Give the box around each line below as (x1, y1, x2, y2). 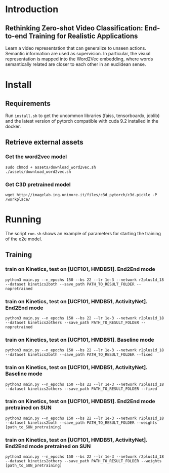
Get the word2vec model (5, 153, 67, 160)
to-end (5, 31, 28, 40)
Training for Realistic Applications (28, 31, 138, 40)
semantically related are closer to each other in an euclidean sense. (5, 61, 146, 67)
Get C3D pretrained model (5, 181, 71, 188)
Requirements (5, 99, 51, 107)
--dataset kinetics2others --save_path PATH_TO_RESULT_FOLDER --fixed (5, 386, 157, 391)
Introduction (5, 4, 59, 15)
